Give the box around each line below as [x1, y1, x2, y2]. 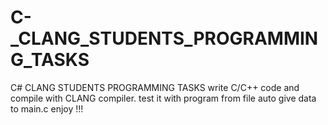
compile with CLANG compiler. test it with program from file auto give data [10, 92, 317, 104]
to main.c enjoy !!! [10, 102, 84, 115]
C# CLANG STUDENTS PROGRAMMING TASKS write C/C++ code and [10, 81, 300, 93]
